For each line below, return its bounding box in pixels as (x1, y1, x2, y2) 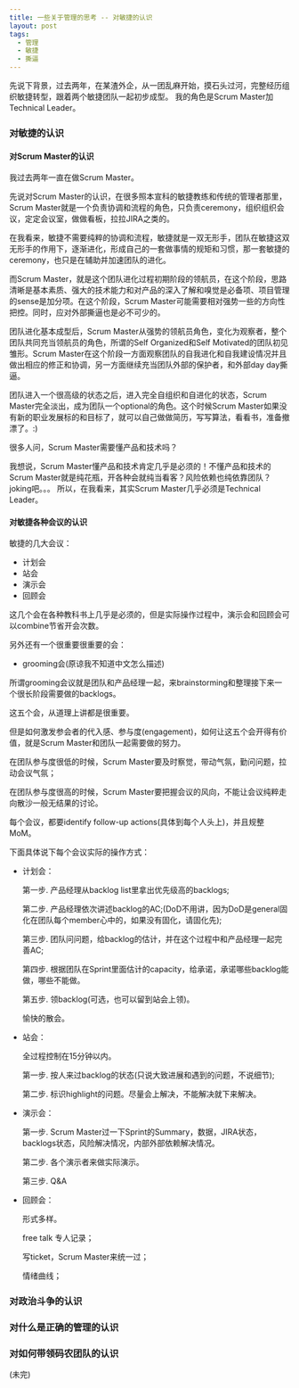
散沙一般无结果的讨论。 (16, 797, 103, 808)
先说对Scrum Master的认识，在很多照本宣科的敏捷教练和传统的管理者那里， (9, 191, 287, 202)
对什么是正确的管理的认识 (9, 1321, 119, 1334)
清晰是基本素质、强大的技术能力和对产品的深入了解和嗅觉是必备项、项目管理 (9, 285, 290, 295)
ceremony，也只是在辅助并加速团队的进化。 (9, 255, 171, 266)
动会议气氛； (9, 768, 56, 779)
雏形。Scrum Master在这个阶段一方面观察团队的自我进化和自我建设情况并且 (9, 349, 287, 359)
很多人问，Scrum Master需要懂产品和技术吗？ (9, 442, 178, 453)
